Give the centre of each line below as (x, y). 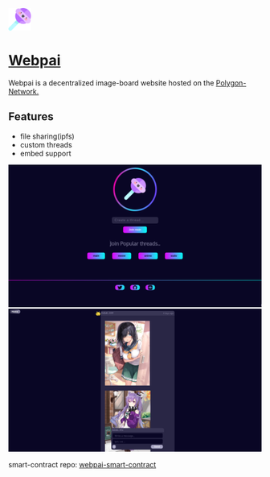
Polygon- (231, 83)
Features (31, 117)
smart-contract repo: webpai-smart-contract (82, 464)
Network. (24, 91)
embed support (45, 153)
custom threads (46, 144)
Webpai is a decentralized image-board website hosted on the (111, 83)
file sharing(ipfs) (47, 136)
